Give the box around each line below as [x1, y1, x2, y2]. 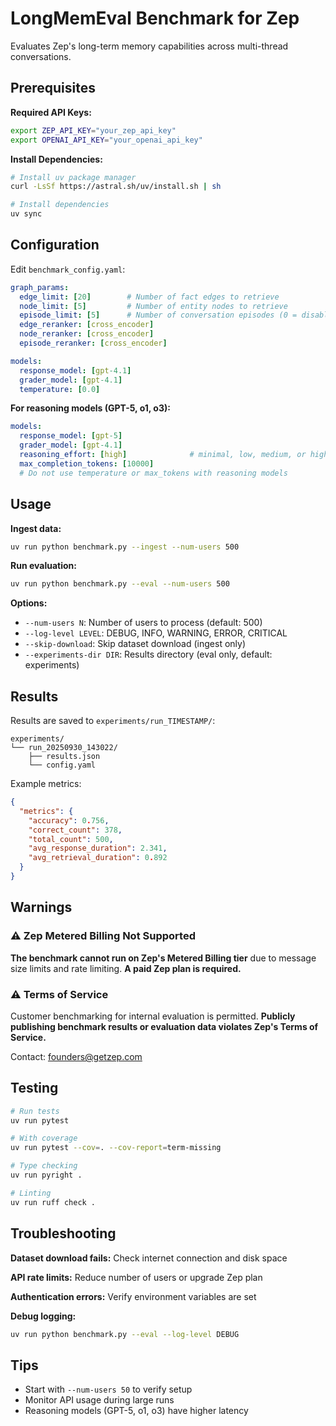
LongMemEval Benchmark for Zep [10, 7, 300, 30]
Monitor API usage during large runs [24, 1394, 175, 1406]
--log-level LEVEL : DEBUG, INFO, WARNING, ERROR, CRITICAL [24, 627, 288, 639]
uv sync [10, 209, 43, 219]
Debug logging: [10, 1310, 77, 1322]
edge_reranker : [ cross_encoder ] [19, 320, 155, 330]
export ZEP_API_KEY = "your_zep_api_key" [10, 125, 177, 136]
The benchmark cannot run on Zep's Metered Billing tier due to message [10, 952, 317, 964]
